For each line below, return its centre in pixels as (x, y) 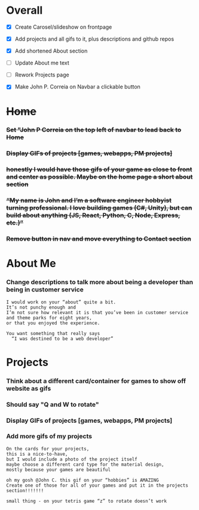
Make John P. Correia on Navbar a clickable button (77, 87)
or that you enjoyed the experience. (53, 323)
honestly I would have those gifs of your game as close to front (99, 170)
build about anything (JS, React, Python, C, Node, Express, (93, 216)
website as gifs (29, 388)
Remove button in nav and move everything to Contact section (99, 239)
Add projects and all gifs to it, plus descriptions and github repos (94, 39)
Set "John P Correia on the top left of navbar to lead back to (94, 130)
